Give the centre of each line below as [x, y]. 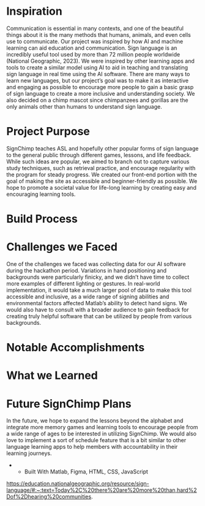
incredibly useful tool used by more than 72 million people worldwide [93, 54]
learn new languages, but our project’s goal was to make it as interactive [98, 80]
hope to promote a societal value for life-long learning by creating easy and [102, 187]
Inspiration [34, 11]
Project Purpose [48, 132]
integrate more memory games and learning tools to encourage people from [102, 427]
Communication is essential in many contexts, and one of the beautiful [95, 28]
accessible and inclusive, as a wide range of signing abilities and [88, 297]
